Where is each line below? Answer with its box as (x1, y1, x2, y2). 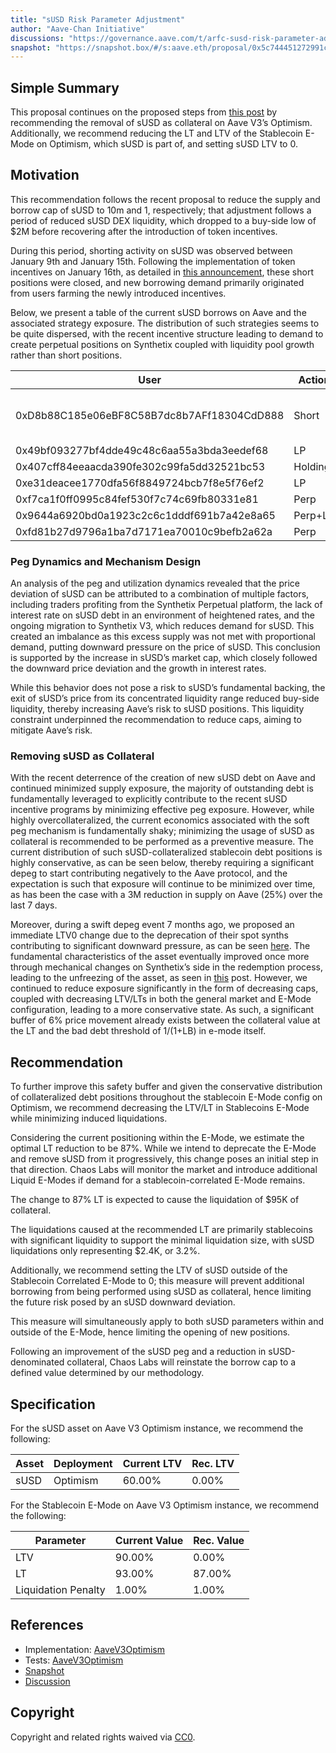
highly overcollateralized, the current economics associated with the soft (10, 814, 310, 826)
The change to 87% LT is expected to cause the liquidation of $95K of (10, 1194, 300, 1206)
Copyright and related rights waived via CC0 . (10, 1731, 196, 1743)
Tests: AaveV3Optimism (24, 1654, 124, 1666)
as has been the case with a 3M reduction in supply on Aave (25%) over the (10, 889, 323, 901)
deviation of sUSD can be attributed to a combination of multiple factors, (10, 588, 310, 600)
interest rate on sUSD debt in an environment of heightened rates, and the (10, 609, 315, 621)
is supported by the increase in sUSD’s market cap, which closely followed (10, 652, 318, 664)
